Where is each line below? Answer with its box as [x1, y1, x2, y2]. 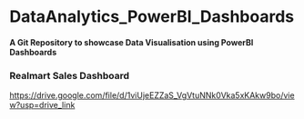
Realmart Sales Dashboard [9, 69, 130, 82]
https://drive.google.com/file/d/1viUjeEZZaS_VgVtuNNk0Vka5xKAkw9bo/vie [9, 90, 295, 101]
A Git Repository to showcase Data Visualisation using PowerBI [9, 36, 254, 47]
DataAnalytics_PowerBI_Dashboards [9, 6, 294, 27]
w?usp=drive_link [9, 100, 76, 111]
